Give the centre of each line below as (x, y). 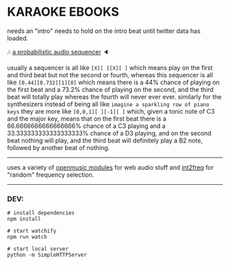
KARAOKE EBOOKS (63, 12)
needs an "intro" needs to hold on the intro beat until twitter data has (104, 31)
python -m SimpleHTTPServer (47, 255)
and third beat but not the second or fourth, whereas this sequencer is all (110, 75)
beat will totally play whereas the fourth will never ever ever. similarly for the (114, 97)
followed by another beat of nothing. (59, 147)
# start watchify (32, 231)
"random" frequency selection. (51, 175)
